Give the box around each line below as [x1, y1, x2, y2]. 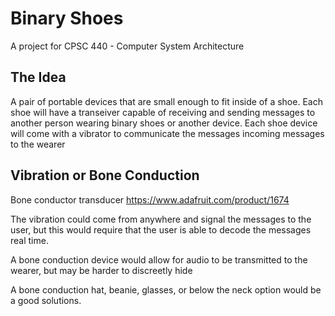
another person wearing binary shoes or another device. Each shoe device [10, 117, 318, 129]
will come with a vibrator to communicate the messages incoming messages [10, 127, 325, 139]
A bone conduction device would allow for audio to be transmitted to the [10, 253, 308, 266]
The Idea [10, 69, 67, 86]
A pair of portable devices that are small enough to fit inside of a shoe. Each [10, 95, 323, 107]
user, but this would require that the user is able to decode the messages [10, 223, 312, 236]
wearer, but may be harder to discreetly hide [10, 264, 193, 276]
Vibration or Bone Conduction [10, 167, 200, 184]
